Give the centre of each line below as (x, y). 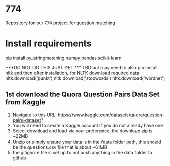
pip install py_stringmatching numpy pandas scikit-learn (63, 58)
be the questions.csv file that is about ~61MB (60, 147)
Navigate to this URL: (35, 115)
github (19, 158)
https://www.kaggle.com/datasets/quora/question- (111, 115)
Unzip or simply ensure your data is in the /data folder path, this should (87, 142)
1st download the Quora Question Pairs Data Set (82, 94)
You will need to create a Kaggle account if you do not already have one (88, 125)
